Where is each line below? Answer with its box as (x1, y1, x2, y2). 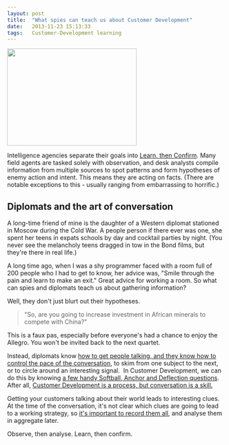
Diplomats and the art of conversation (7, 201, 174, 212)
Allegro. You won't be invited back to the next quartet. (7, 339, 161, 347)
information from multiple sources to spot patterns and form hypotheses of (7, 166, 220, 175)
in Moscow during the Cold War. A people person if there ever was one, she (7, 226, 223, 235)
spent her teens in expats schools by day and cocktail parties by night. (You (7, 234, 223, 242)
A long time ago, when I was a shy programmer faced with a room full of (7, 261, 212, 270)
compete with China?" (23, 318, 88, 326)
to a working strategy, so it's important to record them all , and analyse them (7, 409, 223, 417)
